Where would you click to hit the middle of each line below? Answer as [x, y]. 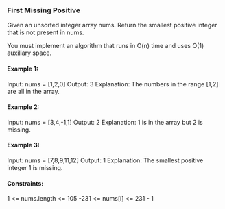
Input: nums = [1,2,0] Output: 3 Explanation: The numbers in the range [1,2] [113, 84]
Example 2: [23, 107]
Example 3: [23, 145]
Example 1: [23, 69]
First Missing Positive [44, 10]
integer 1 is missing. [35, 167]
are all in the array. [33, 91]
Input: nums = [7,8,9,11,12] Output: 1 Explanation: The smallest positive [105, 160]
